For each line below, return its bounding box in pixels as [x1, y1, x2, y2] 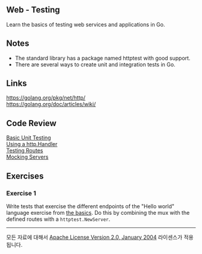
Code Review [6, 118, 57, 129]
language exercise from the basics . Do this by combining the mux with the [6, 209, 190, 216]
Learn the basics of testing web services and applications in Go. [6, 21, 165, 28]
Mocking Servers [6, 153, 49, 160]
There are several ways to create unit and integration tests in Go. [14, 60, 176, 68]
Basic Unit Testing [6, 134, 51, 141]
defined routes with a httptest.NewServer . [6, 215, 111, 223]
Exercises [6, 171, 44, 181]
